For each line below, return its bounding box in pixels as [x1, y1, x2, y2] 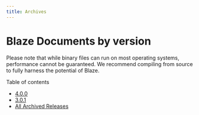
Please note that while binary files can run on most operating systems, [6, 54, 179, 61]
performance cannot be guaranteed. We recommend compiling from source [6, 60, 193, 67]
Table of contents [6, 78, 50, 85]
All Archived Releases [14, 102, 69, 110]
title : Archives [6, 8, 47, 15]
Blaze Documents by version [6, 34, 151, 48]
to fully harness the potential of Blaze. [6, 67, 100, 74]
